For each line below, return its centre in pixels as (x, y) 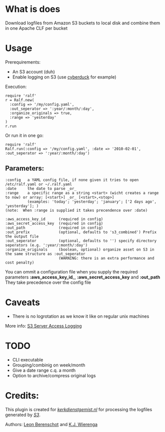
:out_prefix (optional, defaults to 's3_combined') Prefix (81, 232)
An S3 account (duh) (34, 72)
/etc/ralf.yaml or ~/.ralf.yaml (39, 184)
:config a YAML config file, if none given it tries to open (72, 180)
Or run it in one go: (24, 135)
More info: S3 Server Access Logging (43, 326)
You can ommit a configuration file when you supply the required (72, 271)
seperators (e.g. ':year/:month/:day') (46, 245)
